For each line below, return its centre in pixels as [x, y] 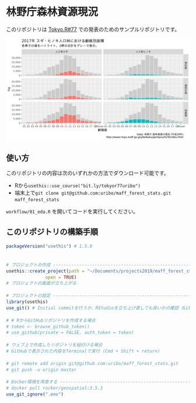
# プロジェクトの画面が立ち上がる [41, 283]
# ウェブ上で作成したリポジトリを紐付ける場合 [55, 345]
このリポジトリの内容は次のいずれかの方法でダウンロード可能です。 [87, 173]
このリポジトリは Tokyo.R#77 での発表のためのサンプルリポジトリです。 [93, 29]
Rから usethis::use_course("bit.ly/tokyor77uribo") [78, 185]
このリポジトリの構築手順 [52, 232]
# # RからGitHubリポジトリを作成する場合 [51, 320]
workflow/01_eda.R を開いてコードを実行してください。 [72, 212]
